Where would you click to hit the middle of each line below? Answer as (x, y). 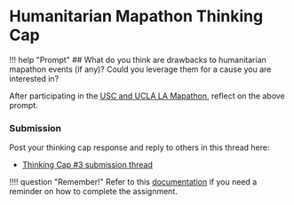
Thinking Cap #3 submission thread (87, 165)
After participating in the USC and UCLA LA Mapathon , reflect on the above (147, 96)
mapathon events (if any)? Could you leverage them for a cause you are (140, 69)
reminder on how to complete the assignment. (93, 192)
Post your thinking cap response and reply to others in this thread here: (139, 147)
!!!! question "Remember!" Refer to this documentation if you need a (133, 182)
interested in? (34, 78)
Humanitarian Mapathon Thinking (136, 16)
